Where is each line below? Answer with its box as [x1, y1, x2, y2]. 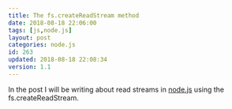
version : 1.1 [8, 63, 51, 71]
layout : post [8, 33, 51, 42]
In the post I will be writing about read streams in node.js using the [8, 85, 225, 94]
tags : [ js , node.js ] [8, 26, 73, 34]
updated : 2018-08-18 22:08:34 [8, 56, 108, 64]
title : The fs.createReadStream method [8, 11, 140, 20]
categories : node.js [8, 41, 77, 49]
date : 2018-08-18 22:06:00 [8, 19, 97, 27]
